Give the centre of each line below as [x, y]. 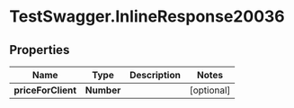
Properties [40, 50]
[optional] [210, 90]
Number [103, 90]
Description [155, 75]
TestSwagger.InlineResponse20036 [147, 17]
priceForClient [45, 90]
